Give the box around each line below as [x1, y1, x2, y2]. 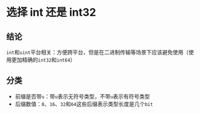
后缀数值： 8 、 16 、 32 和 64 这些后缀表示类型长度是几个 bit [14, 100, 154, 108]
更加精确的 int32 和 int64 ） [11, 56, 76, 63]
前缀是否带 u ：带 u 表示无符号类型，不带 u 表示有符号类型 [14, 92, 151, 100]
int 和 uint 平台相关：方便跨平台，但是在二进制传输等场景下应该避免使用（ [6, 49, 189, 56]
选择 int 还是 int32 [6, 5, 96, 19]
